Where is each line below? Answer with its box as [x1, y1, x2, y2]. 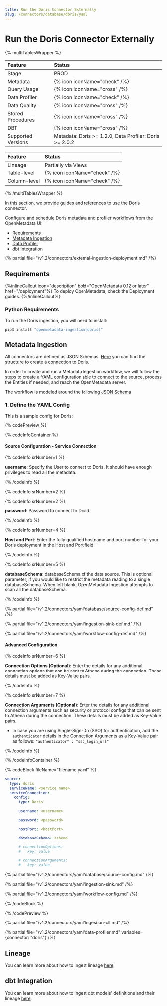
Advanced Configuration [5, 642, 58, 648]
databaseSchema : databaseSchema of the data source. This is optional [5, 571, 153, 577]
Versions [7, 139, 28, 146]
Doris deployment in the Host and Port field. [5, 542, 95, 548]
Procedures [7, 116, 35, 123]
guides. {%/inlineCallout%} [5, 294, 61, 300]
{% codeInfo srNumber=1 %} [5, 454, 65, 460]
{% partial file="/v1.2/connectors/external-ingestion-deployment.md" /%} [5, 255, 157, 261]
